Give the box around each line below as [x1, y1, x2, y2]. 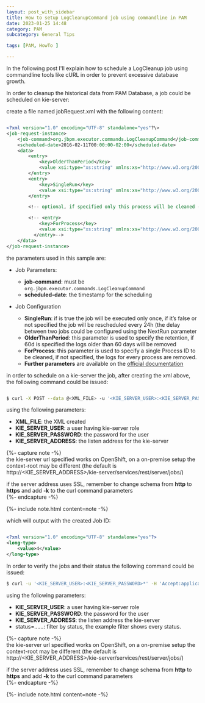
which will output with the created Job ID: [6, 517, 111, 524]
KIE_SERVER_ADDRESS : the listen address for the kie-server [15, 437, 169, 445]
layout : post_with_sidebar [6, 9, 75, 15]
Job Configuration [15, 302, 61, 310]
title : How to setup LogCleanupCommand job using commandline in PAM [6, 15, 187, 21]
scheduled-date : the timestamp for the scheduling [24, 291, 153, 298]
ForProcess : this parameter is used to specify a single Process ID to [24, 347, 196, 354]
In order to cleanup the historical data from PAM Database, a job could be [6, 90, 191, 96]
